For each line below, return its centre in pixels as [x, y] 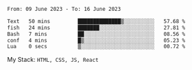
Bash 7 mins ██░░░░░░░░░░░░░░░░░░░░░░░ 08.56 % [96, 34]
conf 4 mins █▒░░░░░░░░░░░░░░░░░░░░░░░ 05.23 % [96, 40]
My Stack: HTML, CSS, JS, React [53, 60]
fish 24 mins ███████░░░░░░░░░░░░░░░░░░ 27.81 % [96, 28]
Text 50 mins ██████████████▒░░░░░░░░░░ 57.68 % [96, 21]
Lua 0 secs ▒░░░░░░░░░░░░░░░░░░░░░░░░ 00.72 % [96, 47]
